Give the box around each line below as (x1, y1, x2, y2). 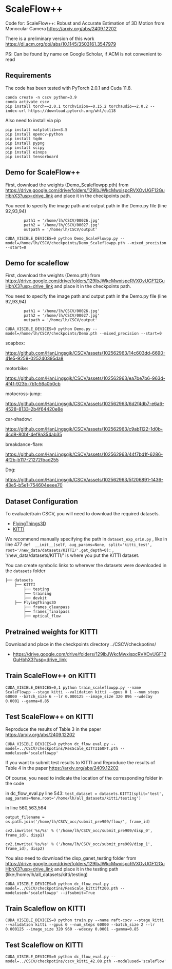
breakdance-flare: (5, 441, 44, 448)
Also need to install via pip (5, 117, 61, 123)
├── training (24, 591, 52, 596)
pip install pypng (5, 141, 45, 146)
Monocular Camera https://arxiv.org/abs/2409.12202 (5, 25, 117, 31)
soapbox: (5, 340, 25, 346)
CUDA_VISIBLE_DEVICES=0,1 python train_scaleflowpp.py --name (5, 685, 141, 690)
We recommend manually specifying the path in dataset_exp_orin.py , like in (5, 536, 167, 542)
